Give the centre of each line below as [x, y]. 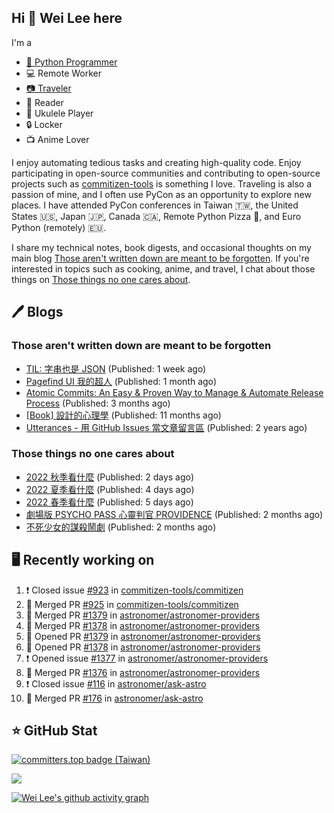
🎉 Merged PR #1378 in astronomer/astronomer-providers [143, 625]
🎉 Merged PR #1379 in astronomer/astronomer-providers [143, 615]
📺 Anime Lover [57, 139]
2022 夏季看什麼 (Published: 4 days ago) [110, 489]
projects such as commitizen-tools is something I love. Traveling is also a [162, 183]
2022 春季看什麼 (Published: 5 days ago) [109, 502]
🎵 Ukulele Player [59, 113]
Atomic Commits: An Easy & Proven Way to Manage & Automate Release [174, 392]
